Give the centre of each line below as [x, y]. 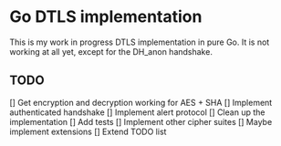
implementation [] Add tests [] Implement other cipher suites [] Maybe [141, 121]
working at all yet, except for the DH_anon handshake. [111, 51]
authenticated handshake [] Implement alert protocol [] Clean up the [137, 112]
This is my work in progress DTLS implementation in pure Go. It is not [140, 42]
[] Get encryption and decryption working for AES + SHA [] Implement [141, 102]
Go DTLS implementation [106, 17]
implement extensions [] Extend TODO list [88, 131]
